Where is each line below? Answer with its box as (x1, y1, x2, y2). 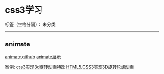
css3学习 (5, 4, 42, 15)
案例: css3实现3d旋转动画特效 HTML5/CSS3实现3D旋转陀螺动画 (5, 64, 134, 70)
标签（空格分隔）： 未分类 (5, 21, 56, 27)
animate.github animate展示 (5, 54, 61, 59)
